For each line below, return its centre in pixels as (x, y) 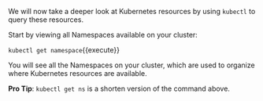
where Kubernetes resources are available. (78, 73)
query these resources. (46, 20)
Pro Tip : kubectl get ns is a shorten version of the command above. (119, 88)
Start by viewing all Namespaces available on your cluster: (103, 35)
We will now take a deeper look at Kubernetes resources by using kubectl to (132, 11)
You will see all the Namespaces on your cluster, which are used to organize (131, 65)
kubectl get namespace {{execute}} (64, 50)
